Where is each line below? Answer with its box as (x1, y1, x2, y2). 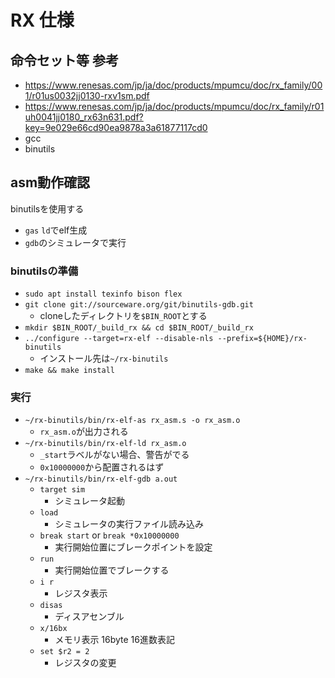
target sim (39, 485, 86, 495)
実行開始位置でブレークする (54, 564, 170, 576)
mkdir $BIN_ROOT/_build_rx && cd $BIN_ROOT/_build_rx (24, 323, 254, 333)
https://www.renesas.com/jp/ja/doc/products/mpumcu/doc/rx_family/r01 (24, 101, 325, 112)
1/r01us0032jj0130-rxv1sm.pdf (24, 90, 150, 101)
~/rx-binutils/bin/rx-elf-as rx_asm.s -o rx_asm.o (24, 416, 241, 426)
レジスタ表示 (54, 587, 108, 600)
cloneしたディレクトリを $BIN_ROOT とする (39, 310, 208, 322)
